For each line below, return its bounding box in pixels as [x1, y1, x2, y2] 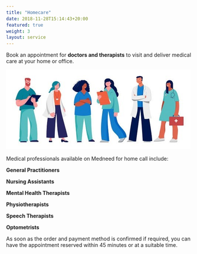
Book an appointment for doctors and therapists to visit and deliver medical [6, 51, 192, 58]
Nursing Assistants [6, 178, 55, 185]
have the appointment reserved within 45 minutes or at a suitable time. [6, 242, 178, 249]
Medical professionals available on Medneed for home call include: [6, 155, 169, 162]
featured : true [6, 22, 44, 28]
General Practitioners [6, 167, 60, 174]
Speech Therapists [6, 213, 54, 220]
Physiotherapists [6, 201, 49, 208]
